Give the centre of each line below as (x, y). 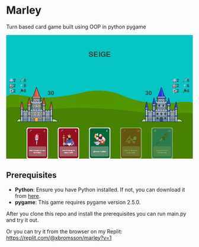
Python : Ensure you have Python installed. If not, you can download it (100, 190)
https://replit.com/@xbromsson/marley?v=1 (59, 238)
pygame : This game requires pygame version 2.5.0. (78, 202)
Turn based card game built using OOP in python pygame (76, 27)
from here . (28, 195)
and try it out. (23, 220)
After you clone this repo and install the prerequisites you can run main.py (96, 213)
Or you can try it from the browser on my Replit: (64, 231)
